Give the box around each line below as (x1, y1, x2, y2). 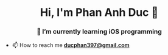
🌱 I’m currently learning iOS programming (36, 28, 163, 36)
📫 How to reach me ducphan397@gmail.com (12, 42, 130, 49)
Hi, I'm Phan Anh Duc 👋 (40, 5, 159, 20)
